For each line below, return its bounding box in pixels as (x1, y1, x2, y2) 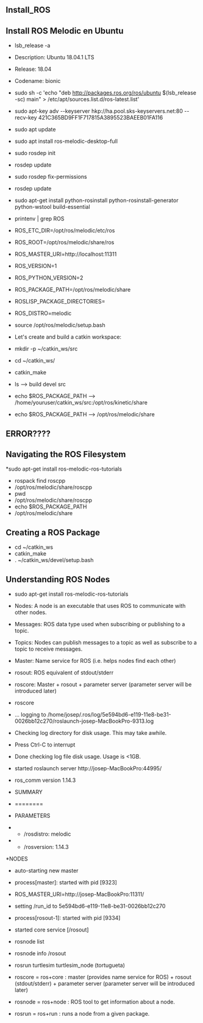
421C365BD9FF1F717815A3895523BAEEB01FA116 (38, 114, 163, 121)
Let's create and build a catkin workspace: (14, 333, 122, 341)
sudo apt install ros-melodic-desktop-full (14, 137, 118, 145)
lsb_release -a (14, 42, 51, 49)
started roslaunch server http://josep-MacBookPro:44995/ (14, 765, 162, 772)
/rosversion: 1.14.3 (23, 844, 69, 851)
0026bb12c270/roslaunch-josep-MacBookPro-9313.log (14, 717, 154, 725)
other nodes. (14, 609, 47, 616)
